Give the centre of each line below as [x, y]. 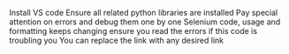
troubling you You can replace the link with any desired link [116, 40]
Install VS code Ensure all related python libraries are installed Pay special [144, 13]
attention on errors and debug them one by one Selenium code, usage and [145, 22]
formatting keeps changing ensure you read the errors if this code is [133, 31]
